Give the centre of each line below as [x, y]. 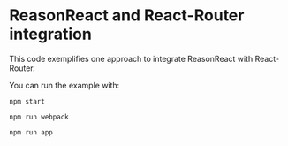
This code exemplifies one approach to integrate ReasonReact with [131, 58]
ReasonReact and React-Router [127, 15]
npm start [27, 101]
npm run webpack [39, 117]
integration [51, 34]
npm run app [31, 132]
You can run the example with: [64, 85]
